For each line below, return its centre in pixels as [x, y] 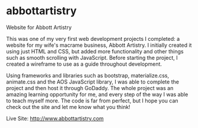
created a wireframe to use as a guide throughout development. [84, 64]
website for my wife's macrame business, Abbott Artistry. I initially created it [99, 45]
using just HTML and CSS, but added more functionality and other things [95, 51]
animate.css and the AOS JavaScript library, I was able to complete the [93, 82]
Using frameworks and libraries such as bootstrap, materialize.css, [88, 75]
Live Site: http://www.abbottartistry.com [55, 118]
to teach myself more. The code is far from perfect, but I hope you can [92, 100]
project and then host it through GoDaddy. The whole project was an [90, 88]
